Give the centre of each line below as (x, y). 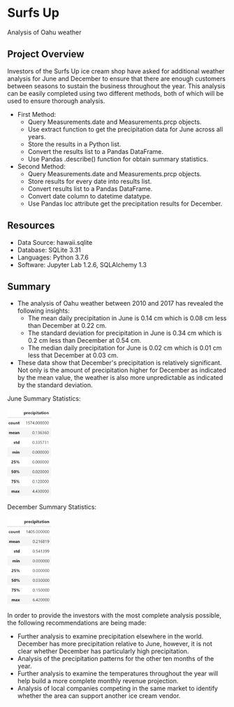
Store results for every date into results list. (90, 181)
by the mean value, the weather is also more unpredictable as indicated (120, 378)
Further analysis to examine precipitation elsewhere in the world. (110, 636)
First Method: (37, 114)
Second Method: (41, 166)
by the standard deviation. (55, 385)
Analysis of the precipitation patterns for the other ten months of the (116, 659)
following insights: (43, 311)
